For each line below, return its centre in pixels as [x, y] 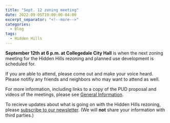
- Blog [17, 29]
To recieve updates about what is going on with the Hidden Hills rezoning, [83, 104]
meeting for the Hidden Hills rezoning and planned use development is [80, 58]
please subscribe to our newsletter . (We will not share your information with [85, 110]
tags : [11, 34]
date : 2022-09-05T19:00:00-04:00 [41, 15]
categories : [18, 24]
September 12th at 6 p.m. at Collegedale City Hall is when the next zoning [84, 53]
